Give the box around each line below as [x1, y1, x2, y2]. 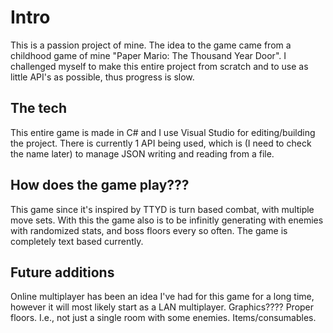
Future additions [10, 264, 115, 281]
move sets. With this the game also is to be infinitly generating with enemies [10, 214, 324, 226]
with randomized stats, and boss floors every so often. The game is [10, 224, 288, 236]
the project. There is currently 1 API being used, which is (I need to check [10, 137, 312, 149]
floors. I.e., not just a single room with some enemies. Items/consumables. [10, 312, 317, 324]
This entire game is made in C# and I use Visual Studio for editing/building [10, 126, 316, 138]
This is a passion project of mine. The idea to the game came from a [10, 39, 292, 51]
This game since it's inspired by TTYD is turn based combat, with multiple [10, 203, 315, 215]
